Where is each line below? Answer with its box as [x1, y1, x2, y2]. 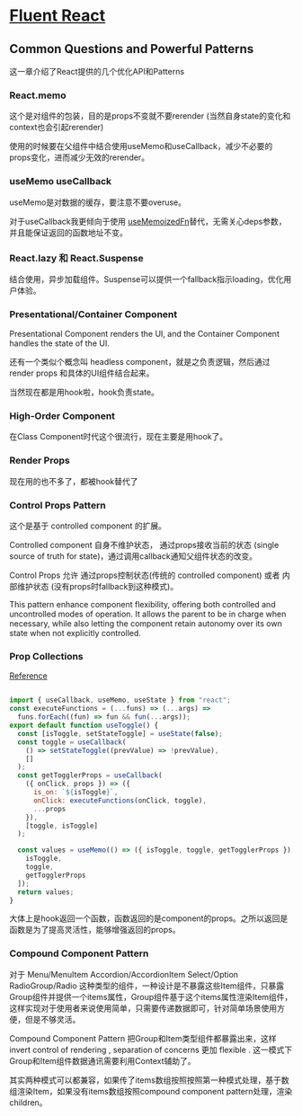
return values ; [17, 887, 75, 897]
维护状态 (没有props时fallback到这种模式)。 [16, 581, 178, 592]
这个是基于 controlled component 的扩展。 [9, 520, 166, 531]
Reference [9, 670, 48, 681]
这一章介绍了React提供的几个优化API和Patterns [9, 66, 185, 76]
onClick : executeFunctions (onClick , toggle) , [32, 796, 207, 805]
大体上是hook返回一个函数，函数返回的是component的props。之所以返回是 [9, 913, 289, 924]
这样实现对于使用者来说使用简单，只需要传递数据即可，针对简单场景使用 [9, 1003, 277, 1014]
